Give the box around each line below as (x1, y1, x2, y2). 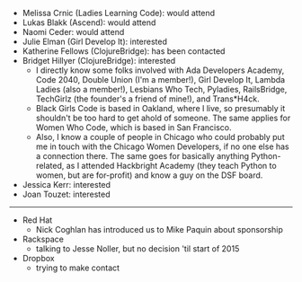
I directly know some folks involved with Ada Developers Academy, (35, 65, 285, 75)
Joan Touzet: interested (22, 189, 111, 199)
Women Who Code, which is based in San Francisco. (35, 122, 232, 133)
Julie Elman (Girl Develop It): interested (22, 36, 168, 47)
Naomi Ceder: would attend (22, 27, 125, 37)
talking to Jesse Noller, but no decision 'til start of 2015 (35, 243, 240, 254)
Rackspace (22, 234, 65, 244)
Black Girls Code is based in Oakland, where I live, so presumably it (35, 103, 286, 113)
